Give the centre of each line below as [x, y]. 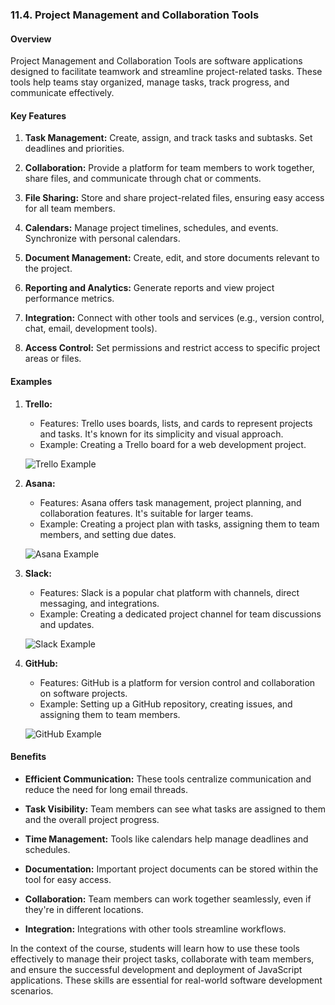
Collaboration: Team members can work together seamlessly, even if [168, 899]
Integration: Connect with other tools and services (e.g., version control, [174, 318]
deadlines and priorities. [74, 149]
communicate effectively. [62, 93]
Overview [31, 39]
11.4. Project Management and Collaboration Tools [135, 15]
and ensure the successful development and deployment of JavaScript [156, 969]
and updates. [67, 624]
